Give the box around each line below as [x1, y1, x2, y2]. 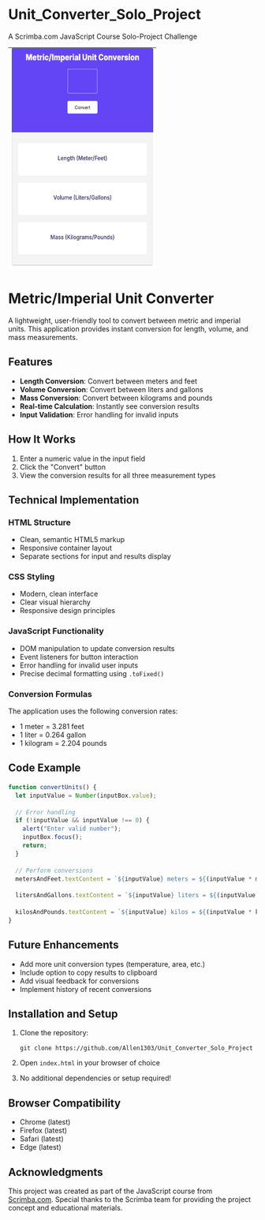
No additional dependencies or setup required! [19, 1073, 172, 1083]
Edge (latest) [19, 1143, 62, 1152]
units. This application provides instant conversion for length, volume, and [8, 324, 248, 333]
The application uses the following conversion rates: [8, 706, 178, 716]
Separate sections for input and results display [19, 552, 171, 561]
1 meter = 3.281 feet [19, 722, 84, 732]
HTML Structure [8, 517, 71, 528]
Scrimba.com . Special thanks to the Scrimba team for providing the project [8, 1195, 251, 1204]
